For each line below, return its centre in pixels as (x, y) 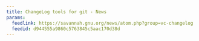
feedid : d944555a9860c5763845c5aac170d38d (66, 29)
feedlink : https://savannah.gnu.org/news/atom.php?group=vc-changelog (103, 23)
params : (16, 17)
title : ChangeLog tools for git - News (57, 12)
